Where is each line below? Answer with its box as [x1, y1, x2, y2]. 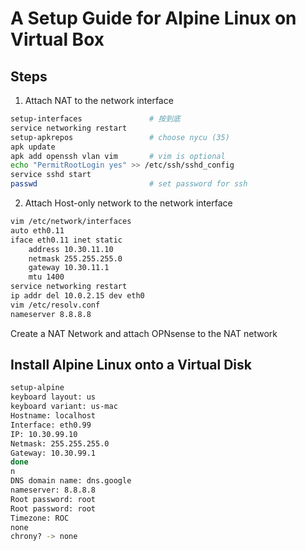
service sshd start [10, 170, 92, 180]
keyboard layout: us [10, 392, 97, 402]
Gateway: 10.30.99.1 [10, 448, 97, 458]
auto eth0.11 [10, 225, 65, 236]
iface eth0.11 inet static [10, 235, 123, 245]
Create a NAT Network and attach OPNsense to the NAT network [10, 327, 278, 339]
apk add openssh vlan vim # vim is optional [10, 151, 226, 161]
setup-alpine [10, 383, 65, 393]
